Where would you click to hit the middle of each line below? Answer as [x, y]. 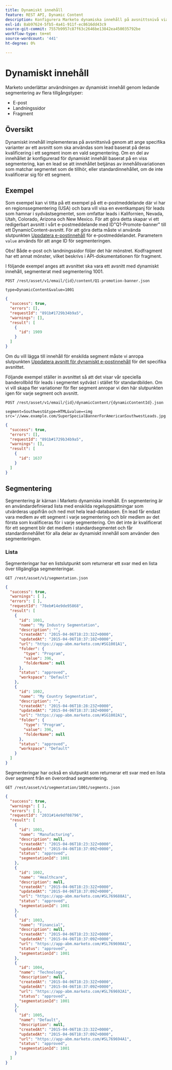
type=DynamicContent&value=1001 [40, 290]
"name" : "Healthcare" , [43, 877]
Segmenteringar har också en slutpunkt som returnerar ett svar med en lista [85, 772]
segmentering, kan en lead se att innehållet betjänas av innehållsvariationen [85, 164]
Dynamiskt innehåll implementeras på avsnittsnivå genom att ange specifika [85, 142]
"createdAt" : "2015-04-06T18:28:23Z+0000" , [66, 706]
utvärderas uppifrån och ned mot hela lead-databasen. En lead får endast [83, 511]
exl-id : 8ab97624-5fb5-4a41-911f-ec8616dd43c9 [56, 24]
